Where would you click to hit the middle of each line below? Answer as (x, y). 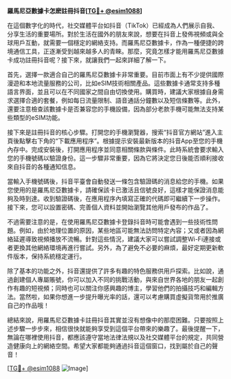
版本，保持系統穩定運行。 (49, 256)
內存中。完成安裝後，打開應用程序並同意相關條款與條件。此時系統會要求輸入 (115, 150)
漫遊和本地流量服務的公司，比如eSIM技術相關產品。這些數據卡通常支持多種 (114, 83)
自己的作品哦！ (28, 305)
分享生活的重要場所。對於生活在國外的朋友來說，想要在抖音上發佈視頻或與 (112, 34)
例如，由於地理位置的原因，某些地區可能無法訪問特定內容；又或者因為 (118, 231)
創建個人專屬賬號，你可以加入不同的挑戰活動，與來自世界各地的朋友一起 (115, 279)
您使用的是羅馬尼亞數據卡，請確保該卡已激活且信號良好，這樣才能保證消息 (112, 190)
